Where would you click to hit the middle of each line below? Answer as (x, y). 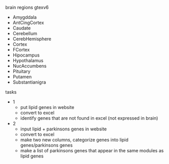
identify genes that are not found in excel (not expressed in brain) (89, 118)
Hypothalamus (28, 60)
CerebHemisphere (32, 39)
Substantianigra (29, 82)
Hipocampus (26, 55)
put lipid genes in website (47, 107)
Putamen (22, 77)
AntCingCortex (28, 23)
